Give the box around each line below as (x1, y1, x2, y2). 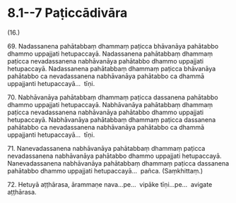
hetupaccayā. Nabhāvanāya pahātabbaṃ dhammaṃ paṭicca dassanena (7, 115, 216, 124)
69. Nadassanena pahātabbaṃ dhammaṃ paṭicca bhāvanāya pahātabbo (7, 42, 219, 50)
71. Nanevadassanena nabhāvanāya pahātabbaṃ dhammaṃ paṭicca (7, 144, 206, 152)
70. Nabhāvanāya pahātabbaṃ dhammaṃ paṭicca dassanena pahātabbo (7, 93, 218, 101)
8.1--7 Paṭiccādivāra (7, 5, 128, 21)
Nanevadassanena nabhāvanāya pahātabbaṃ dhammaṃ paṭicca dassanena (7, 159, 230, 167)
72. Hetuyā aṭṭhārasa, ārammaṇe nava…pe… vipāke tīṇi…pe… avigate (7, 180, 213, 188)
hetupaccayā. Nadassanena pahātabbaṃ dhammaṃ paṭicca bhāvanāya (7, 64, 216, 73)
